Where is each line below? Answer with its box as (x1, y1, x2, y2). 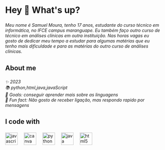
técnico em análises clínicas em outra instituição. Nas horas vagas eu (5, 33, 149, 39)
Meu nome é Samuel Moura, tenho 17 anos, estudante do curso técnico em (5, 22, 160, 28)
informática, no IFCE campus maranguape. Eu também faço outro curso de (5, 27, 161, 34)
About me (5, 64, 36, 72)
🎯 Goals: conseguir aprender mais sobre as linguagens (5, 92, 118, 98)
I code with (5, 117, 40, 126)
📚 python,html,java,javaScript (5, 84, 68, 91)
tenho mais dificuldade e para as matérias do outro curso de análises (5, 43, 149, 49)
